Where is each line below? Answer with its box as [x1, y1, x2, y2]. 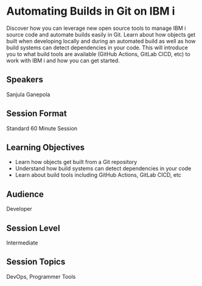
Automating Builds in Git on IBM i [6, 4, 175, 18]
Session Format [6, 109, 67, 119]
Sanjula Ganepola [6, 90, 50, 98]
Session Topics [6, 257, 66, 267]
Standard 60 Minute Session [6, 124, 78, 132]
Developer [6, 206, 32, 213]
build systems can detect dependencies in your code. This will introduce [6, 44, 189, 51]
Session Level [6, 223, 60, 233]
